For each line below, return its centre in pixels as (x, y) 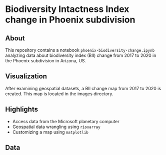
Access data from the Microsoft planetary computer (66, 121)
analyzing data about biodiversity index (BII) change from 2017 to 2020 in (81, 55)
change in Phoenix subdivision (70, 20)
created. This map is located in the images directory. (59, 94)
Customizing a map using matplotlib (50, 132)
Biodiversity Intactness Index (67, 9)
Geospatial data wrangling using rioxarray (56, 127)
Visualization (26, 77)
